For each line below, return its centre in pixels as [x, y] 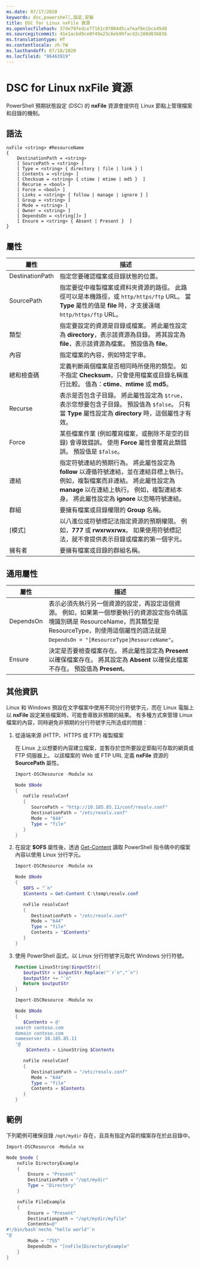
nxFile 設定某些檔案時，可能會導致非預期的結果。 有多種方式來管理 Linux [103, 715]
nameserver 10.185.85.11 [46, 1039]
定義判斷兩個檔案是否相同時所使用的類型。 [119, 366]
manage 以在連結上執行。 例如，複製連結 [118, 490]
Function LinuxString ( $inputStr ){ [58, 967]
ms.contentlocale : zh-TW [37, 46]
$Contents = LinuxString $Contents [70, 1050]
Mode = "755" [44, 1241]
